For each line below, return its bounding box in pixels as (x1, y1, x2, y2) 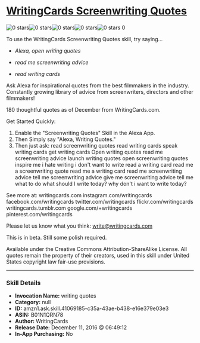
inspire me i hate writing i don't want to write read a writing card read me (14, 161, 193, 168)
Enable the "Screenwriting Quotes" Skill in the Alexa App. (14, 129, 155, 136)
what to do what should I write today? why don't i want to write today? (14, 180, 187, 187)
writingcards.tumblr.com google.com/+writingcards (6, 204, 133, 212)
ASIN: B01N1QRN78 (14, 311, 64, 318)
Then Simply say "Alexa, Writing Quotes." (14, 136, 116, 143)
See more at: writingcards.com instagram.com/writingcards (6, 191, 152, 198)
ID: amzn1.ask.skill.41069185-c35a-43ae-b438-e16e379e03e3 (14, 305, 169, 312)
